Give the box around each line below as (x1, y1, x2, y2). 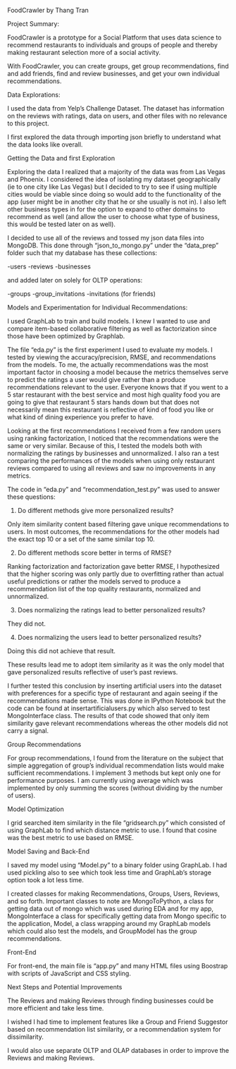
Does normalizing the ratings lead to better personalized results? (17, 606, 206, 614)
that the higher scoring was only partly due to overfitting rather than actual (7, 570, 224, 578)
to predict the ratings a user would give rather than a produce (7, 376, 186, 383)
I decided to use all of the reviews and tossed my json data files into (7, 234, 204, 242)
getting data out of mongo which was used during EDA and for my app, (7, 905, 213, 913)
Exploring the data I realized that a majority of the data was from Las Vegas (7, 168, 225, 175)
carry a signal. (7, 727, 49, 735)
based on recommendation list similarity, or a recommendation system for (7, 1025, 221, 1033)
